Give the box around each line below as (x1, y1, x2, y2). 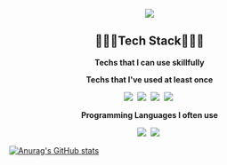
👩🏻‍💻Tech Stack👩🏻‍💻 (94, 34, 205, 49)
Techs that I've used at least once (85, 74, 214, 84)
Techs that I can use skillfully (94, 57, 205, 67)
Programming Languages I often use (81, 109, 218, 120)
